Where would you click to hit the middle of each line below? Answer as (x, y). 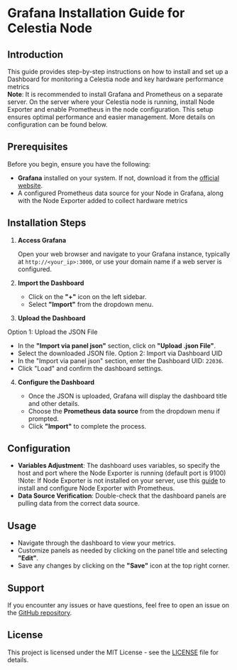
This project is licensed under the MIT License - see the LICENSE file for (113, 652)
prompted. (43, 419)
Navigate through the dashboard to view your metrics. (97, 543)
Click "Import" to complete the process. (87, 426)
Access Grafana (42, 240)
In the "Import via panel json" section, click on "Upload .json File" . (117, 345)
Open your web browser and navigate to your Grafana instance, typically (124, 253)
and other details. (54, 403)
